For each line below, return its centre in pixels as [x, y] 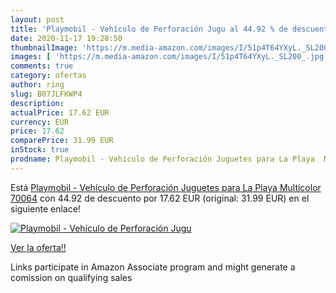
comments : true [42, 66]
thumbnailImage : [44, 47]
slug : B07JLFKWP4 [46, 94]
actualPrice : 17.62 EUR [60, 112]
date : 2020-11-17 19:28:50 [66, 38]
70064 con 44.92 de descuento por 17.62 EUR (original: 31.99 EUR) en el [160, 198]
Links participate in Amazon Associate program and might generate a [153, 267]
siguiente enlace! [45, 208]
